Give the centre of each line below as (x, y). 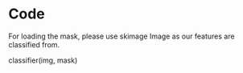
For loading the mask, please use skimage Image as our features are (121, 36)
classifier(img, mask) (43, 60)
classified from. (34, 44)
